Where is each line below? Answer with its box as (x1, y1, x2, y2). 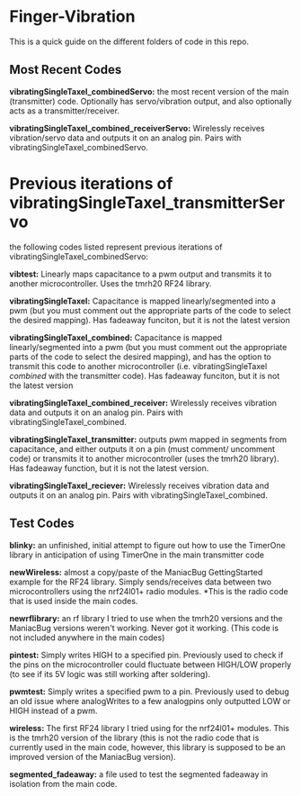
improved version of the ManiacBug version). (9, 751, 177, 762)
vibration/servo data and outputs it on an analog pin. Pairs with (9, 132, 242, 143)
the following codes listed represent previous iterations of (9, 241, 223, 252)
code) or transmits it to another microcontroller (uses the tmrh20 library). (9, 453, 279, 464)
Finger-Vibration (9, 6, 136, 27)
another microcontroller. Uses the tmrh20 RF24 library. (9, 277, 212, 289)
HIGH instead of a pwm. (9, 705, 98, 716)
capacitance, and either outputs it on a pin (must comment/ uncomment (9, 443, 276, 454)
